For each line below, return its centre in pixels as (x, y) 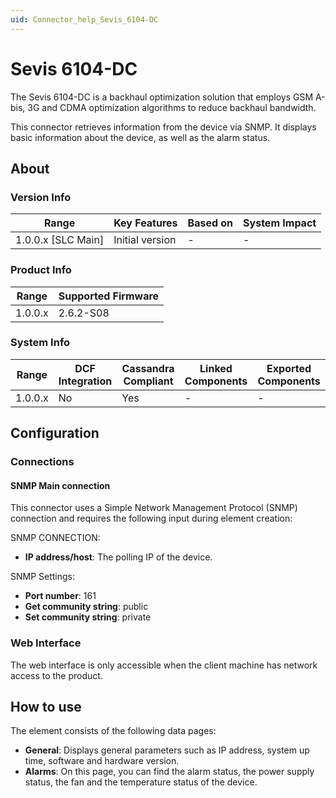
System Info (40, 343)
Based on (210, 223)
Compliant (148, 381)
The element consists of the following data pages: (113, 731)
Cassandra (148, 368)
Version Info (41, 197)
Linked (216, 368)
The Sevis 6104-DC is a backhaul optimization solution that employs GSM (162, 97)
